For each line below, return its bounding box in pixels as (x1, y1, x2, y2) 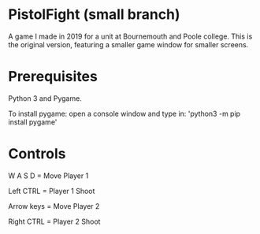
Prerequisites (8, 68, 98, 86)
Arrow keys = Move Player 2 (8, 201, 100, 210)
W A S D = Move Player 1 (8, 171, 89, 180)
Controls (8, 145, 66, 163)
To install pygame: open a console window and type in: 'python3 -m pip (8, 109, 241, 118)
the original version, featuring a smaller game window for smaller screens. (8, 39, 249, 49)
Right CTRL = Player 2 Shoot (8, 217, 101, 226)
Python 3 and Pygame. (8, 93, 83, 103)
